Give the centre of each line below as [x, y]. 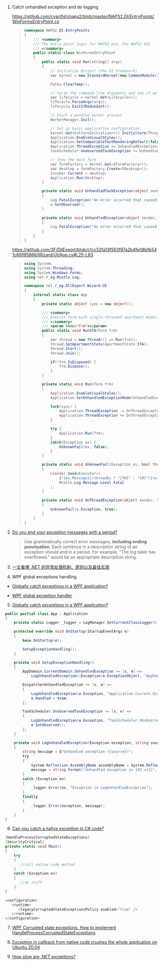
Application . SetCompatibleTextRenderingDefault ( [100, 142]
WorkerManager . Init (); [73, 120]
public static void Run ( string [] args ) [82, 62]
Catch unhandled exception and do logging [55, 7]
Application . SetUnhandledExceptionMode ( [92, 398]
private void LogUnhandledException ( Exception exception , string [81, 743]
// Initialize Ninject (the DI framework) [94, 71]
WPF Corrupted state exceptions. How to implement [64, 928]
